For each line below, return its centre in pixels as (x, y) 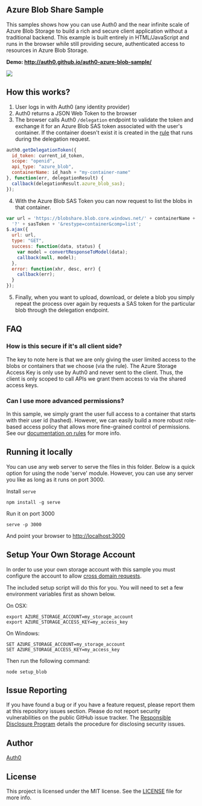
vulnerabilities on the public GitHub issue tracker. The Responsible (89, 718)
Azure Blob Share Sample (55, 10)
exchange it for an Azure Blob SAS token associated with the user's (99, 126)
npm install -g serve (33, 502)
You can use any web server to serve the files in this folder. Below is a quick (101, 466)
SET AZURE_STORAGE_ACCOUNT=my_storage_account (66, 644)
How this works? (38, 92)
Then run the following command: (48, 660)
